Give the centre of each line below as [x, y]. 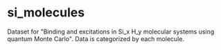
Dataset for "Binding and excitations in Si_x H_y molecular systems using [111, 32]
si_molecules [46, 13]
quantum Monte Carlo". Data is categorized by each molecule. [96, 38]
